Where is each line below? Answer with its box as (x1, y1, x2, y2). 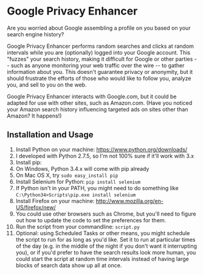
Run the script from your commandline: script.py (15, 223, 140, 230)
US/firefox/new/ (15, 204, 57, 211)
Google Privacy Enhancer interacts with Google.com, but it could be (7, 93, 177, 100)
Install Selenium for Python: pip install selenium (15, 177, 141, 185)
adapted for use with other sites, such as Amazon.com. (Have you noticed (7, 99, 193, 107)
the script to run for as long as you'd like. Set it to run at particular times (15, 236, 196, 243)
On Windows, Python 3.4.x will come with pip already (15, 165, 150, 172)
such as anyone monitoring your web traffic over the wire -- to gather (10, 62, 185, 69)
